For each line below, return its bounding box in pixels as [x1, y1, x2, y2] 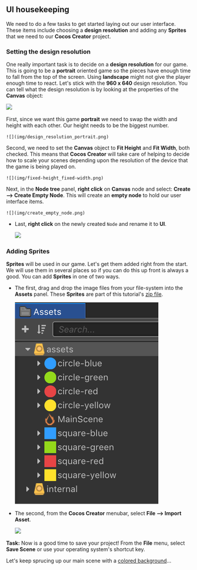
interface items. [6, 198, 44, 205]
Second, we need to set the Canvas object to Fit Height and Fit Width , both [6, 144, 190, 152]
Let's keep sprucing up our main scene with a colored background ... [6, 557, 172, 564]
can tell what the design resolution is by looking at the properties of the [6, 86, 179, 93]
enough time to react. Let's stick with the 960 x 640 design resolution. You [6, 79, 188, 87]
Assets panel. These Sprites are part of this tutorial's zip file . [14, 291, 163, 298]
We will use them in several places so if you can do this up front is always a [6, 267, 189, 274]
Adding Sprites [6, 247, 50, 255]
